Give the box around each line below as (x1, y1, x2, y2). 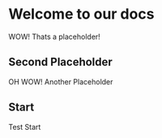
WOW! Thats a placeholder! (8, 32, 101, 41)
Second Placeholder (8, 55, 113, 69)
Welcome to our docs (8, 5, 155, 24)
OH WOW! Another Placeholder (8, 76, 113, 86)
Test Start (8, 122, 41, 132)
